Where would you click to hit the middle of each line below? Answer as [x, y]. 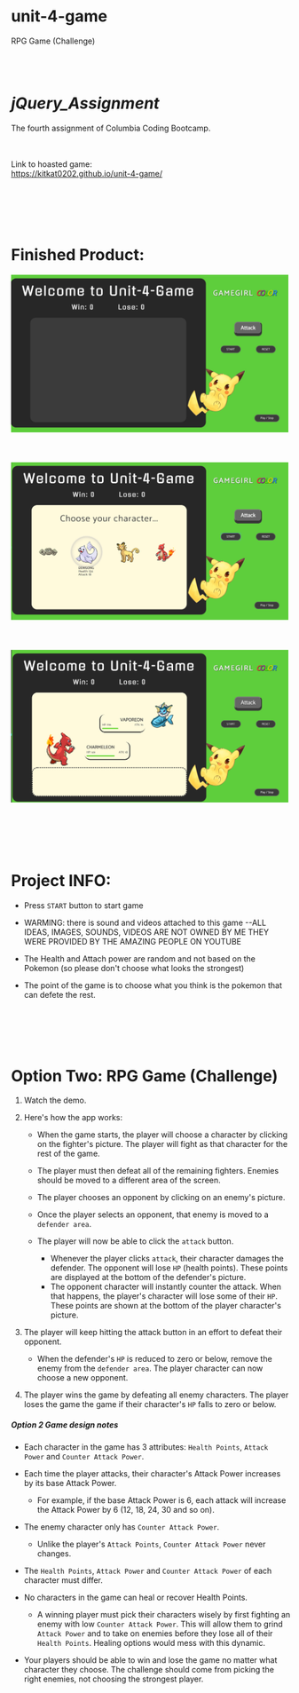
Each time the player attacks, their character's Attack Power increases [152, 1474]
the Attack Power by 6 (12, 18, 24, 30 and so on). [126, 1510]
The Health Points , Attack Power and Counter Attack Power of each [148, 1571]
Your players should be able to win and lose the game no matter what [150, 1660]
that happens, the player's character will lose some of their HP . [164, 1296]
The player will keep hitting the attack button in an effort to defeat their [153, 1333]
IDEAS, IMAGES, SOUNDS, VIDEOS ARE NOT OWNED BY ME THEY [146, 932]
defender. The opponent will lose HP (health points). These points [169, 1268]
